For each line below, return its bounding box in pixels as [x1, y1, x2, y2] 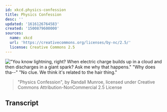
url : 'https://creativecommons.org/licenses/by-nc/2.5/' [10, 40, 131, 45]
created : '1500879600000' [5, 26, 59, 31]
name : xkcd [10, 36, 33, 41]
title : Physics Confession [5, 12, 62, 17]
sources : [5, 31, 24, 36]
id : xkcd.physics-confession [5, 7, 66, 13]
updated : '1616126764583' [5, 21, 59, 27]
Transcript [5, 99, 39, 107]
